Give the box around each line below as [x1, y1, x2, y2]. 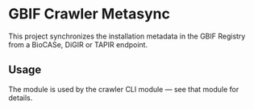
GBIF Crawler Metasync [8, 5, 171, 23]
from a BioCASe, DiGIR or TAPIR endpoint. [8, 39, 148, 49]
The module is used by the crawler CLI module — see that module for [8, 84, 239, 94]
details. [8, 93, 33, 103]
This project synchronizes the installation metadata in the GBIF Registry [8, 31, 246, 41]
